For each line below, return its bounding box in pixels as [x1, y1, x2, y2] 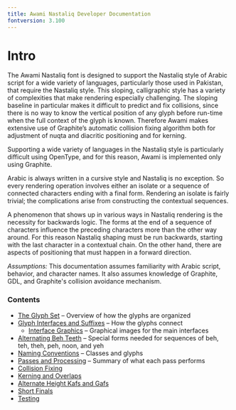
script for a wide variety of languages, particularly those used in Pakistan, [7, 79, 224, 87]
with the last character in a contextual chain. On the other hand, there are [7, 241, 222, 249]
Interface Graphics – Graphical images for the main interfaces [28, 326, 209, 335]
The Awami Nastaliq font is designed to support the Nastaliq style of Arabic [7, 71, 227, 80]
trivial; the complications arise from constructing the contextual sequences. [7, 197, 229, 205]
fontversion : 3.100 [7, 17, 65, 24]
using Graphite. [7, 161, 53, 169]
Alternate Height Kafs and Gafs [17, 379, 109, 387]
